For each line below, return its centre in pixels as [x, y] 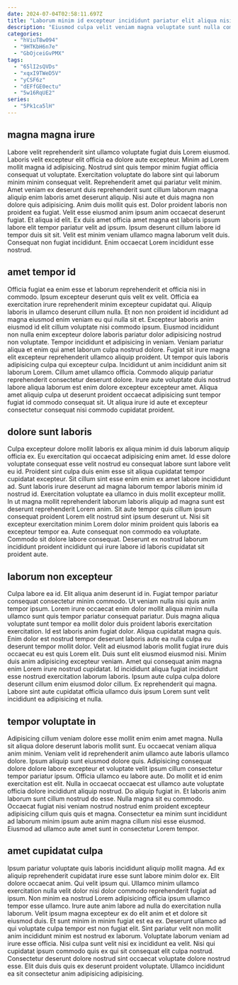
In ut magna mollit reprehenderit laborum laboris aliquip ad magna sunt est [116, 502]
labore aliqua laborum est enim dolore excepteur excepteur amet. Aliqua [113, 387]
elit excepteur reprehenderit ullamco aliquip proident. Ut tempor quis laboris [118, 357]
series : [19, 100]
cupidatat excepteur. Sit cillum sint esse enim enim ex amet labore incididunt [119, 479]
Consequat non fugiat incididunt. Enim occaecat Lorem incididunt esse [110, 242]
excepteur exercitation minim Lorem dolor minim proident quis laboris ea [113, 524]
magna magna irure [51, 135]
